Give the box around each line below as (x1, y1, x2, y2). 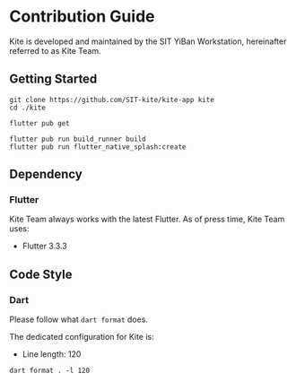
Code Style (9, 266, 73, 282)
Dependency (9, 167, 83, 182)
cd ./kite (9, 103, 47, 112)
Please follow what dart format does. (9, 314, 148, 325)
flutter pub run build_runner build (9, 135, 146, 143)
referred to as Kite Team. (9, 45, 101, 56)
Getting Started (9, 72, 98, 87)
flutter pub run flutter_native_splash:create (9, 142, 187, 152)
